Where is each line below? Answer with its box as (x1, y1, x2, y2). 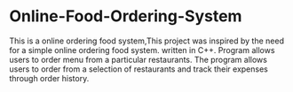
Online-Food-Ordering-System (9, 6, 242, 27)
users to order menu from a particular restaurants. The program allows (9, 54, 268, 65)
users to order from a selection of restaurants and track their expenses (9, 64, 268, 74)
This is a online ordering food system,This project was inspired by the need (9, 35, 284, 46)
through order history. (9, 73, 90, 83)
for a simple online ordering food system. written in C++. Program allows (9, 44, 275, 55)
